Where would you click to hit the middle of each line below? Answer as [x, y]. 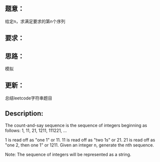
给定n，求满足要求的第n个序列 [35, 21]
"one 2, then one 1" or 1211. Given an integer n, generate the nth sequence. [80, 145]
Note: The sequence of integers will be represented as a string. [68, 154]
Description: [24, 114]
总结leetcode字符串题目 [29, 98]
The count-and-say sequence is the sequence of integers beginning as [76, 125]
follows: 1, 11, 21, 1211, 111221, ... [36, 130]
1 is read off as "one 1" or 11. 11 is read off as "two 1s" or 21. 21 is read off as [80, 140]
